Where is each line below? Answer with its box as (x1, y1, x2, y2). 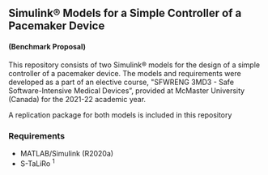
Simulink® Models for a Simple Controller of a (8, 6, 242, 20)
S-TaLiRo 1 (19, 157, 55, 169)
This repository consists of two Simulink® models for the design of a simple (8, 60, 261, 70)
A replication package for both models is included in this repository (8, 109, 232, 120)
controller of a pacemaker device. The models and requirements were (8, 68, 241, 78)
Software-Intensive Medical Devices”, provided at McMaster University (8, 85, 245, 96)
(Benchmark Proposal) (8, 41, 87, 51)
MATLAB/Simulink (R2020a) (19, 148, 114, 158)
